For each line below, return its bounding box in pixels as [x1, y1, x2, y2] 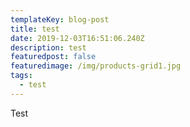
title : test [10, 24, 60, 34]
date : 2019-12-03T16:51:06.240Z [10, 33, 145, 43]
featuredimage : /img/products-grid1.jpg [10, 61, 182, 71]
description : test [10, 42, 87, 53]
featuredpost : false [10, 52, 97, 62]
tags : [10, 71, 33, 81]
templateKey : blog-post [10, 14, 110, 25]
